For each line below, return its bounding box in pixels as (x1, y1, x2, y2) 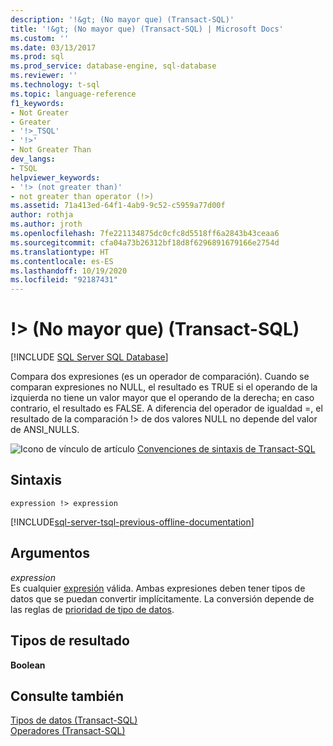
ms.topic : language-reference (10, 89, 137, 99)
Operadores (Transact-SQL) (10, 725, 126, 737)
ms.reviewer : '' (10, 71, 78, 81)
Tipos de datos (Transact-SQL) (10, 714, 138, 726)
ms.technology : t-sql (10, 80, 101, 90)
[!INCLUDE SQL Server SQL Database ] (10, 351, 169, 363)
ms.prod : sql (10, 52, 65, 62)
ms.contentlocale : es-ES (10, 256, 114, 266)
